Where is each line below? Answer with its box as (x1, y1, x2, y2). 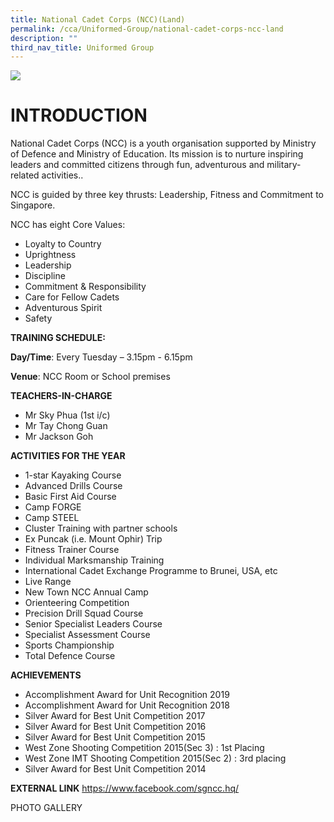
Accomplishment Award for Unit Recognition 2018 (24, 699, 230, 711)
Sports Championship (24, 639, 115, 651)
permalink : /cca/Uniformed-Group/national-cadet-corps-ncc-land (10, 24, 284, 34)
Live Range (24, 576, 72, 588)
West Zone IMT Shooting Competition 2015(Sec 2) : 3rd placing (24, 752, 287, 765)
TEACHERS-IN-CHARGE (10, 390, 113, 402)
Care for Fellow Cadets (24, 291, 120, 303)
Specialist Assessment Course (24, 629, 151, 641)
